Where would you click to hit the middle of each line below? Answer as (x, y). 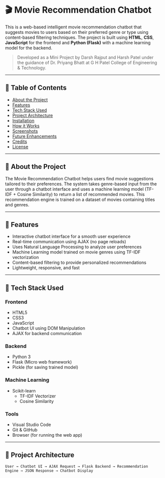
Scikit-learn (24, 391)
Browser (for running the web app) (47, 435)
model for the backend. (29, 48)
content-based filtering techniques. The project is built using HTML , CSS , (80, 37)
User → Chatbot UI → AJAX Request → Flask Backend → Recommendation (77, 466)
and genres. (17, 204)
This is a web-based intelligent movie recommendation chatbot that (73, 27)
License (20, 146)
